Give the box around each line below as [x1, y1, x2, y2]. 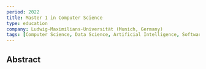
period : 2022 [6, 9, 40, 15]
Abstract [6, 54, 41, 65]
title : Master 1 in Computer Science [6, 15, 103, 21]
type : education [6, 20, 48, 26]
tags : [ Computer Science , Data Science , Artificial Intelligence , [6, 32, 180, 38]
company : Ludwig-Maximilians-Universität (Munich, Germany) [6, 26, 164, 32]
